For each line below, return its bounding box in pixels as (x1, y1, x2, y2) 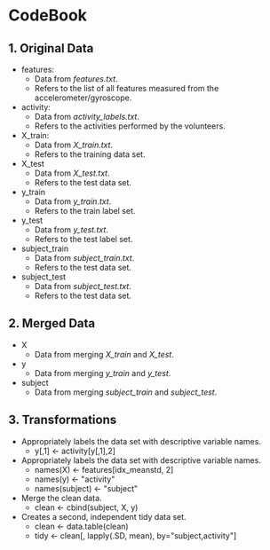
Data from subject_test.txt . (34, 281, 132, 291)
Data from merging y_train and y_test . (34, 367, 171, 378)
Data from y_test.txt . (34, 224, 108, 235)
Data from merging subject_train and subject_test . (34, 387, 218, 397)
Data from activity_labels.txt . (34, 112, 139, 122)
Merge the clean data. (20, 492, 103, 503)
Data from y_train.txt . (34, 196, 112, 207)
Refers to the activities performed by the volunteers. (34, 121, 226, 131)
